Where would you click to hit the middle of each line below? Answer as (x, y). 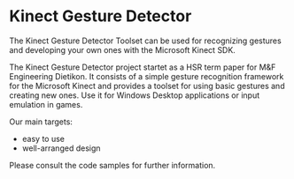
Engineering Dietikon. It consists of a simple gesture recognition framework (147, 76)
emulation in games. (46, 104)
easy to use (43, 138)
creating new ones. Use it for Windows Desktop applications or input (134, 95)
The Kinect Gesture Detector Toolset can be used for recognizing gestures (145, 41)
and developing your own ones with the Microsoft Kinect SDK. (123, 49)
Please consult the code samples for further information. (112, 165)
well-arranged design (61, 148)
